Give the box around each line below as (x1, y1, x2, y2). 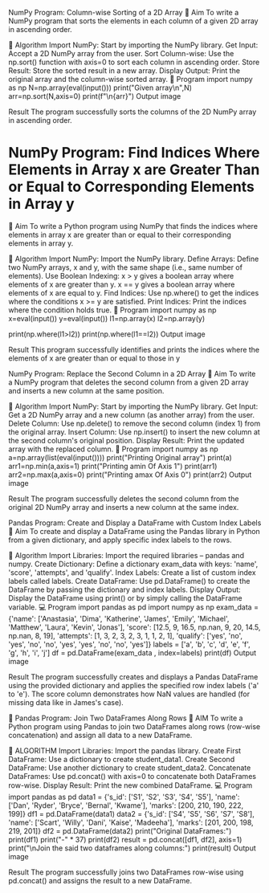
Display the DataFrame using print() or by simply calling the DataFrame (8, 593, 243, 602)
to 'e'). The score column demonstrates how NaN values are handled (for (8, 689, 251, 699)
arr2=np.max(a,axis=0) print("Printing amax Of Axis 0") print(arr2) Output (8, 470, 252, 479)
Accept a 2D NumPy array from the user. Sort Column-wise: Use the (8, 49, 234, 58)
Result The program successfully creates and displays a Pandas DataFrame (8, 671, 259, 682)
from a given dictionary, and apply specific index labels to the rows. (8, 535, 232, 544)
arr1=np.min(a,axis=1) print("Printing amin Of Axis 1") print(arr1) (8, 461, 218, 471)
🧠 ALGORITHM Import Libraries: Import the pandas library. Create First (8, 745, 242, 755)
